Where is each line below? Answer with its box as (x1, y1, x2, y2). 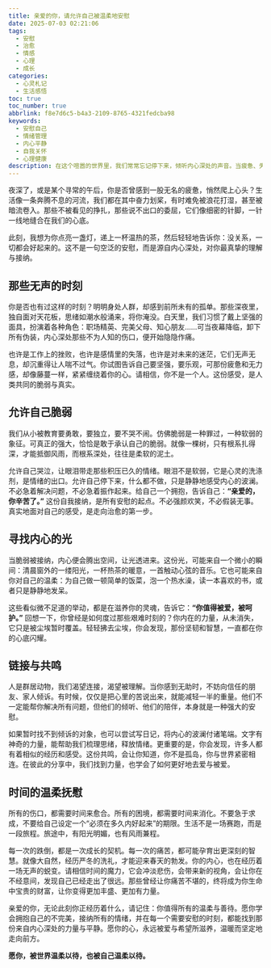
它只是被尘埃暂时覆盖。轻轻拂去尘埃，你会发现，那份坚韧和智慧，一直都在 (8, 623, 256, 633)
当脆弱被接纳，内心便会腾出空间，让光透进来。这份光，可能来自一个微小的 (8, 555, 256, 565)
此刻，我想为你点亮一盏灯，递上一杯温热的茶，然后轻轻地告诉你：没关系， (8, 233, 256, 242)
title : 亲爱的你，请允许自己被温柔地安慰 (8, 11, 131, 20)
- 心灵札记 (15, 79, 48, 87)
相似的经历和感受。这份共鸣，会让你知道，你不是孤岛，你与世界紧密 (22, 749, 248, 760)
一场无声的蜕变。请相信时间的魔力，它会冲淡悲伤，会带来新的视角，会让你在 (8, 866, 263, 876)
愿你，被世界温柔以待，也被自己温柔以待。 (8, 951, 150, 961)
